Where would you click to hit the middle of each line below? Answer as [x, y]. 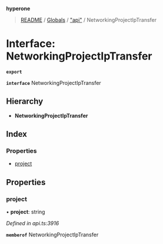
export [14, 72]
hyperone [18, 9]
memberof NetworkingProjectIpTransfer [52, 235]
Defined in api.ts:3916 [33, 223]
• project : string [26, 212]
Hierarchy [25, 102]
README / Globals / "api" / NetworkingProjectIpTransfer [89, 20]
